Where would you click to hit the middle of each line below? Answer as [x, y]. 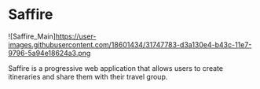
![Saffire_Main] [32, 36]
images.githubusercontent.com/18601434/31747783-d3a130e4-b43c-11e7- [130, 44]
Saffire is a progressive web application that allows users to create [116, 68]
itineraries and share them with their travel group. [88, 76]
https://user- [76, 36]
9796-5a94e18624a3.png [49, 53]
